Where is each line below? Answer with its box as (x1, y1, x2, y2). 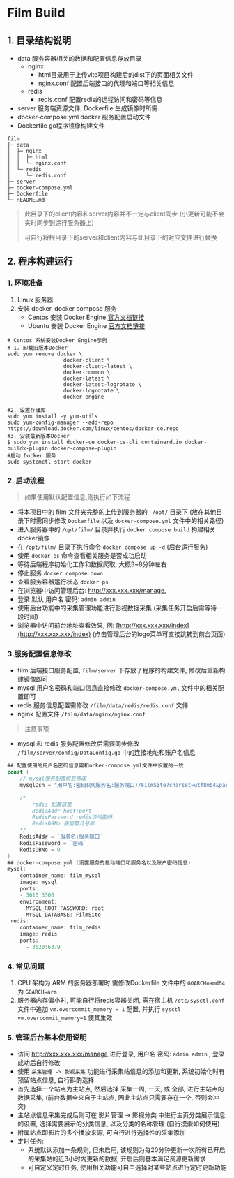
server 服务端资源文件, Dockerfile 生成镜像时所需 (17, 104, 158, 112)
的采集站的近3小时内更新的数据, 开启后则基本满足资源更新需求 (27, 1154, 207, 1163)
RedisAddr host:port (32, 807, 92, 814)
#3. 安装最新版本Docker (7, 432, 70, 439)
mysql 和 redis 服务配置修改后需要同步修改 (17, 739, 140, 748)
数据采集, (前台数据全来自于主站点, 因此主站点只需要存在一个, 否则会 (17, 1094, 214, 1102)
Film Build (7, 5, 65, 21)
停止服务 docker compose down (17, 568, 103, 577)
